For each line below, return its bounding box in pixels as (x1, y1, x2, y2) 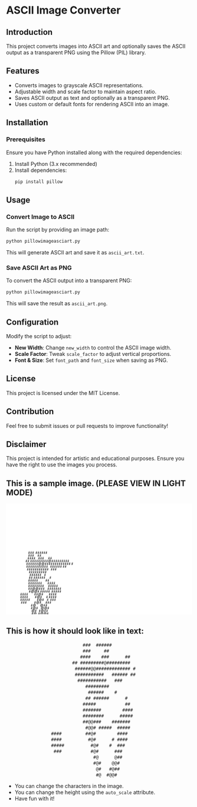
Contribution (6, 407, 54, 417)
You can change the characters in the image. (14, 782, 124, 789)
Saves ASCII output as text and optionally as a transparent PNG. (14, 94, 170, 101)
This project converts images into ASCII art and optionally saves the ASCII (6, 43, 186, 50)
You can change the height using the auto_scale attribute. (14, 789, 155, 796)
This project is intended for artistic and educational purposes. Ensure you (6, 455, 185, 462)
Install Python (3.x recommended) (14, 160, 97, 167)
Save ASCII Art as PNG (6, 263, 72, 272)
